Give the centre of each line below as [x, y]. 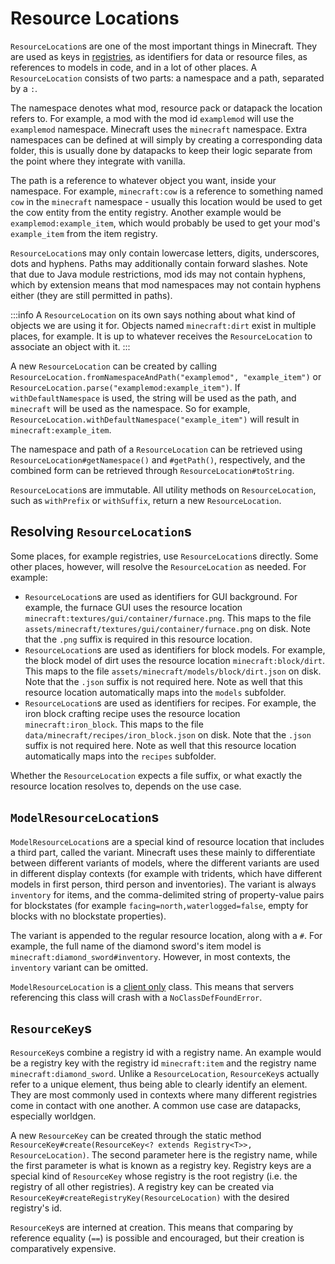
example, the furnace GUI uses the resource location [133, 607]
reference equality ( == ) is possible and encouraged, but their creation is [157, 1238]
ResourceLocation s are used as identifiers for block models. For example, [175, 649]
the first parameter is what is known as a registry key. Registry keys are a [161, 1166]
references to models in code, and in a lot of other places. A [134, 67]
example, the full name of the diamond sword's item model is [136, 946]
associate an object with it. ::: [70, 346]
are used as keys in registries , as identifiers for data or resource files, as [159, 56]
